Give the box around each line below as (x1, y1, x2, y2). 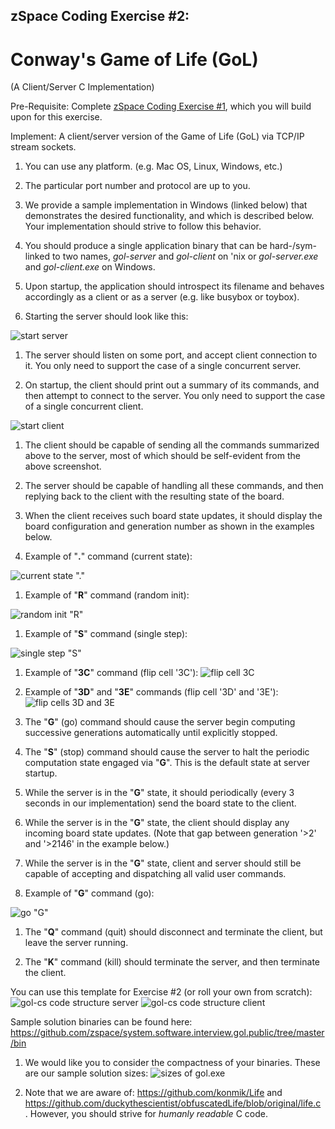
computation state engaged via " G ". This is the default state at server (24, 757, 310, 769)
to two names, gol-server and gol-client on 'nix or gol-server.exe (51, 250, 319, 263)
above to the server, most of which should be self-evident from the (24, 450, 301, 462)
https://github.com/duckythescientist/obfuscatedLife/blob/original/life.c (24, 1097, 322, 1109)
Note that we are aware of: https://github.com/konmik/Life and (24, 1087, 283, 1099)
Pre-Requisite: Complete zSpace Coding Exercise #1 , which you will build (10, 100, 312, 113)
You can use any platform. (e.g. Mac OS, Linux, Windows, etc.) (24, 160, 283, 173)
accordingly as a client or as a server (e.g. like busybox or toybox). (24, 291, 300, 303)
